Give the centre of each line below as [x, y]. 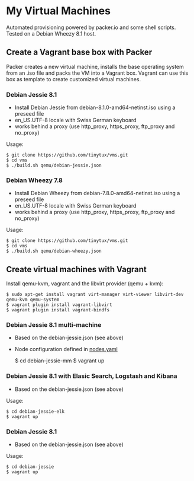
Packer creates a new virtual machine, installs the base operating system [95, 66]
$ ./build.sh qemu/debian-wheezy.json [54, 251]
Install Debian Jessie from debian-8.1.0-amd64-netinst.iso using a [95, 107]
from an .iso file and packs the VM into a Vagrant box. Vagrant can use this [97, 73]
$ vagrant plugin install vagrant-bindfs [58, 310]
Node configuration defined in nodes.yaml [66, 349]
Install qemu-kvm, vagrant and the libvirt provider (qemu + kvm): [85, 283]
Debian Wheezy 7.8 [35, 180]
